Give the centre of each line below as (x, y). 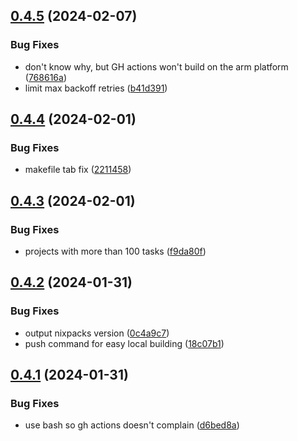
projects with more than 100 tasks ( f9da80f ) (115, 251)
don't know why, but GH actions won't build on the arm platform (156, 66)
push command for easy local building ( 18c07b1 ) (124, 343)
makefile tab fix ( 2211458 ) (78, 170)
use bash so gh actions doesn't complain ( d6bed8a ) (132, 425)
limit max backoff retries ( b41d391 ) (96, 88)
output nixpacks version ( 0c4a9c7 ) (97, 333)
